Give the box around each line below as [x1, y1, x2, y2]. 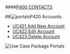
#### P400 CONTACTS [5, 4, 53, 10]
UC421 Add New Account [12, 23, 65, 29]
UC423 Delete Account [12, 34, 61, 39]
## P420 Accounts [5, 14, 62, 19]
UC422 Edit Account [12, 28, 55, 34]
